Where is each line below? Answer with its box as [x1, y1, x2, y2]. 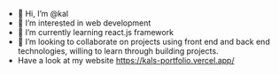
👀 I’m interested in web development [17, 18, 151, 28]
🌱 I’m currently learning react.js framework [17, 27, 174, 37]
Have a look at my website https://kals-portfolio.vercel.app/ [17, 55, 235, 65]
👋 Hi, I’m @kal [17, 9, 69, 18]
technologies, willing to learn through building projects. [17, 46, 219, 56]
